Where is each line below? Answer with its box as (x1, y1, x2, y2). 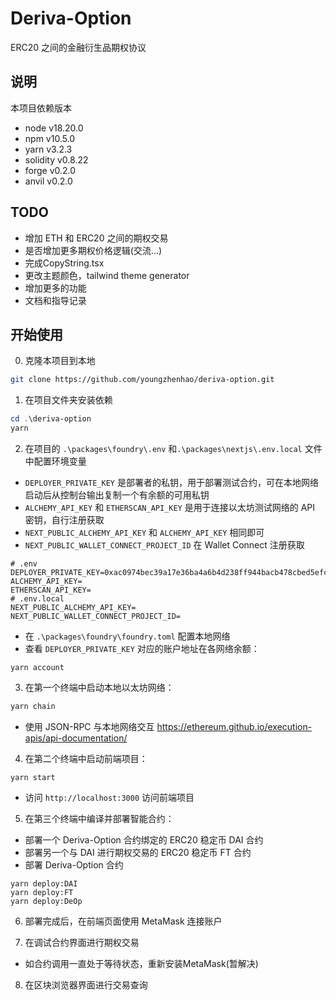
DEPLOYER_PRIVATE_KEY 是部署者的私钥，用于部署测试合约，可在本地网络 (24, 477, 319, 488)
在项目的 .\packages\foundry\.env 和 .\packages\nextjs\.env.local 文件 (24, 443, 323, 454)
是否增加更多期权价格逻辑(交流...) (24, 244, 163, 256)
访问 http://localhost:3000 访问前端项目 (24, 791, 195, 803)
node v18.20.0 (24, 122, 84, 134)
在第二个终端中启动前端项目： (24, 752, 148, 764)
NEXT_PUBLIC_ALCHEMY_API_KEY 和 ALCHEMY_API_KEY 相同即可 (24, 527, 265, 538)
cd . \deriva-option (10, 414, 92, 424)
